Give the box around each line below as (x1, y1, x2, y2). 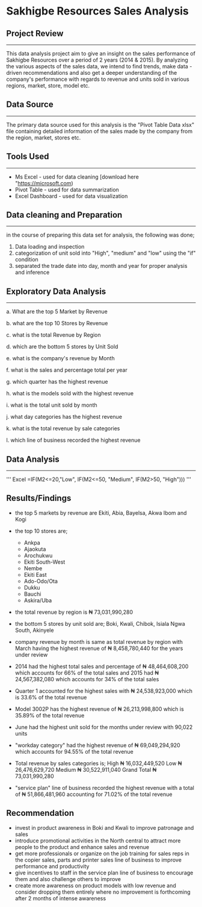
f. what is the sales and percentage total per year (6, 366, 127, 374)
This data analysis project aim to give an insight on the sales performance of (6, 50, 195, 57)
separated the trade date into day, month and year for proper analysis (14, 263, 188, 270)
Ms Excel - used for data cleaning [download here (14, 173, 139, 180)
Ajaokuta (23, 545, 46, 553)
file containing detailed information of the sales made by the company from (6, 127, 193, 135)
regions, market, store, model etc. (6, 82, 90, 89)
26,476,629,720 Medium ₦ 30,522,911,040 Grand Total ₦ (14, 766, 157, 773)
